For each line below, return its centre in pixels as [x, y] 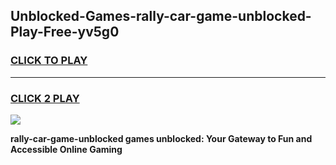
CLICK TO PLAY [49, 61]
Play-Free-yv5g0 [65, 32]
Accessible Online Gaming [66, 149]
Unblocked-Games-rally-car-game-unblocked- [161, 16]
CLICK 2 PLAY [45, 98]
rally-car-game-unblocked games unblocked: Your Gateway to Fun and [161, 138]
